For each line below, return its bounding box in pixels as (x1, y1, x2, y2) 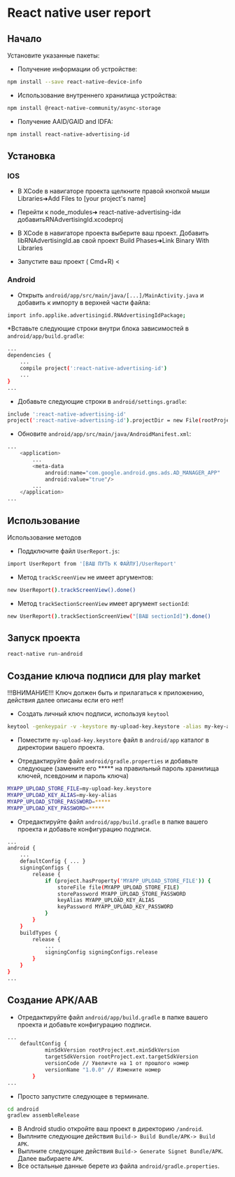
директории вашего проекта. (17, 743, 105, 752)
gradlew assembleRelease (7, 1112, 80, 1119)
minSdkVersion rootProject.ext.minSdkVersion (44, 1047, 180, 1054)
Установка (7, 150, 56, 162)
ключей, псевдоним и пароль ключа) (17, 772, 129, 780)
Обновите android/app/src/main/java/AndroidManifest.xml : (17, 430, 192, 438)
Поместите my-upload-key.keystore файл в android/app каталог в (17, 736, 210, 745)
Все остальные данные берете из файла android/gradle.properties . (17, 1162, 220, 1170)
